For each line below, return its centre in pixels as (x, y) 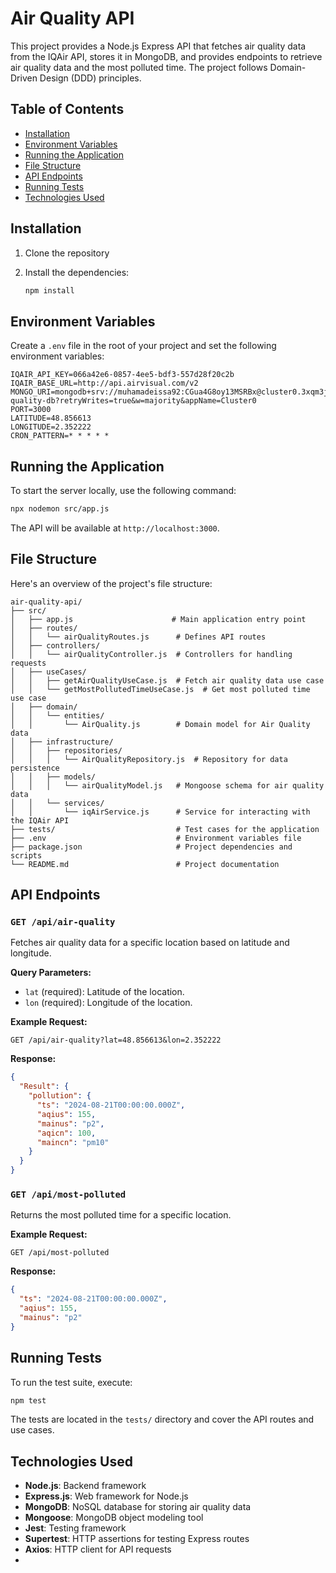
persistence (35, 768)
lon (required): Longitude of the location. (108, 1003)
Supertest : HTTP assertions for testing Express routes (137, 1539)
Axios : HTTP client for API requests (98, 1549)
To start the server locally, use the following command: (123, 491)
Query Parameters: (51, 973)
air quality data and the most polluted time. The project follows (139, 67)
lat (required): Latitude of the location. (104, 992)
